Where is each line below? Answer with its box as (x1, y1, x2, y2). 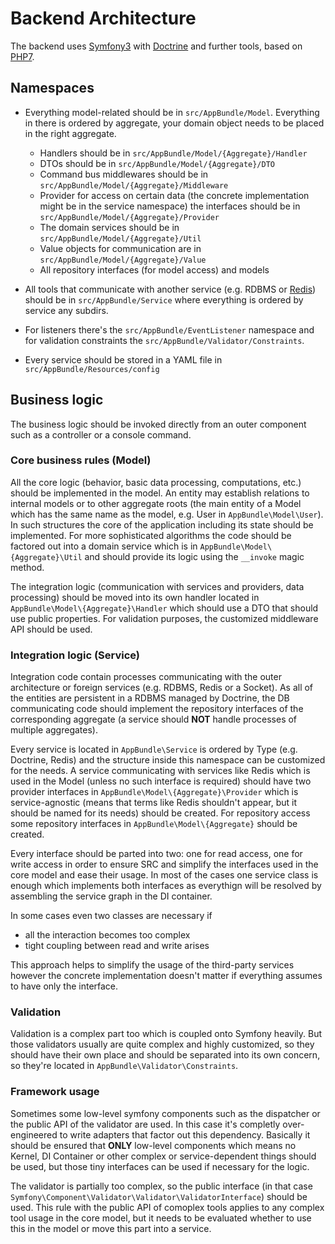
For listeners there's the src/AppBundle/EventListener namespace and (24, 323, 315, 336)
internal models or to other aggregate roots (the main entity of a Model (10, 497, 302, 509)
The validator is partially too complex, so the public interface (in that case (10, 1180, 313, 1192)
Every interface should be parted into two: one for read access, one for (10, 848, 303, 860)
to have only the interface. (10, 980, 119, 992)
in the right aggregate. (24, 127, 117, 139)
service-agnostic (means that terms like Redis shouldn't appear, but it (10, 797, 298, 809)
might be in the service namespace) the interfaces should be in (39, 200, 301, 212)
